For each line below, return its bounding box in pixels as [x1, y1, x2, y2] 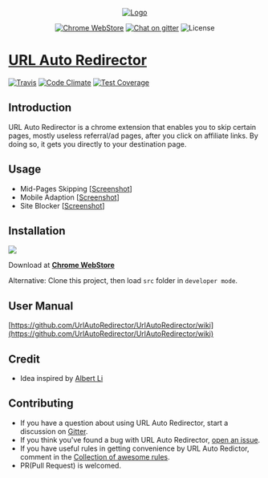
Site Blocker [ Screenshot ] [19, 201, 105, 210]
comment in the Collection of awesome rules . [19, 452, 170, 461]
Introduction [8, 101, 72, 115]
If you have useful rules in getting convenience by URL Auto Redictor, [19, 444, 250, 453]
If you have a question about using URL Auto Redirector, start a [19, 418, 229, 427]
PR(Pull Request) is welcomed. [19, 460, 122, 470]
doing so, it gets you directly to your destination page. [8, 139, 187, 148]
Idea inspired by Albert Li [19, 374, 104, 383]
